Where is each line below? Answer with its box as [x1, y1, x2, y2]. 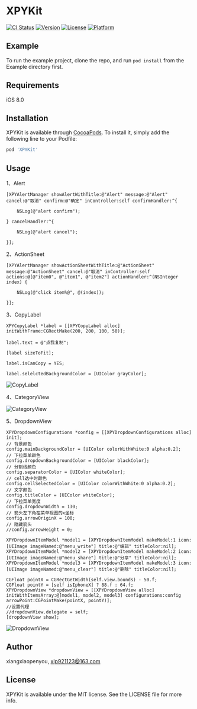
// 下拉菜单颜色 [6, 452, 41, 458]
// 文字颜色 [6, 487, 33, 493]
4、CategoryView [6, 394, 50, 401]
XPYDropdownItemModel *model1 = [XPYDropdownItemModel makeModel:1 [6, 537, 176, 543]
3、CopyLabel [6, 311, 41, 318]
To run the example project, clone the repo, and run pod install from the [6, 56, 185, 64]
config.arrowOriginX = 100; [6, 515, 76, 521]
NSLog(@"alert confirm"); [17, 208, 81, 214]
